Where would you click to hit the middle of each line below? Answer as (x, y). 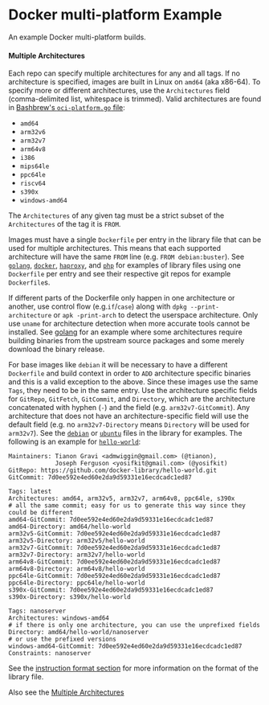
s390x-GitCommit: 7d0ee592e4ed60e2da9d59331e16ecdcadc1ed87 (111, 590)
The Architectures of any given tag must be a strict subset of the (116, 215)
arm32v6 (33, 133)
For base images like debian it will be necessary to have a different (118, 365)
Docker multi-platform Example (115, 15)
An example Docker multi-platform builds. (77, 37)
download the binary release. (57, 349)
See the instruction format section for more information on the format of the (133, 668)
